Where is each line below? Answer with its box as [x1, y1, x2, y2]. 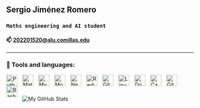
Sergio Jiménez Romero [6, 5, 96, 15]
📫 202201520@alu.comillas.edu [6, 36, 90, 44]
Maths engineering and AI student [6, 23, 106, 29]
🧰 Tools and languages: [6, 61, 76, 69]
